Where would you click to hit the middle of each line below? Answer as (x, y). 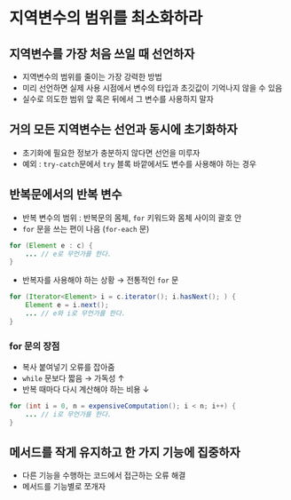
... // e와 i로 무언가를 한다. (75, 313)
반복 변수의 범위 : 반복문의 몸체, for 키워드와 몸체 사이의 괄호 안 (132, 218)
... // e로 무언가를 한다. (68, 254)
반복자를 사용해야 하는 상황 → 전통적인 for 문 (100, 280)
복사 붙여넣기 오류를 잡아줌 (68, 367)
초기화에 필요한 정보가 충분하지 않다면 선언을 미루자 (111, 153)
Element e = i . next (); (67, 306)
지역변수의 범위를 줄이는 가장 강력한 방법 (92, 77)
